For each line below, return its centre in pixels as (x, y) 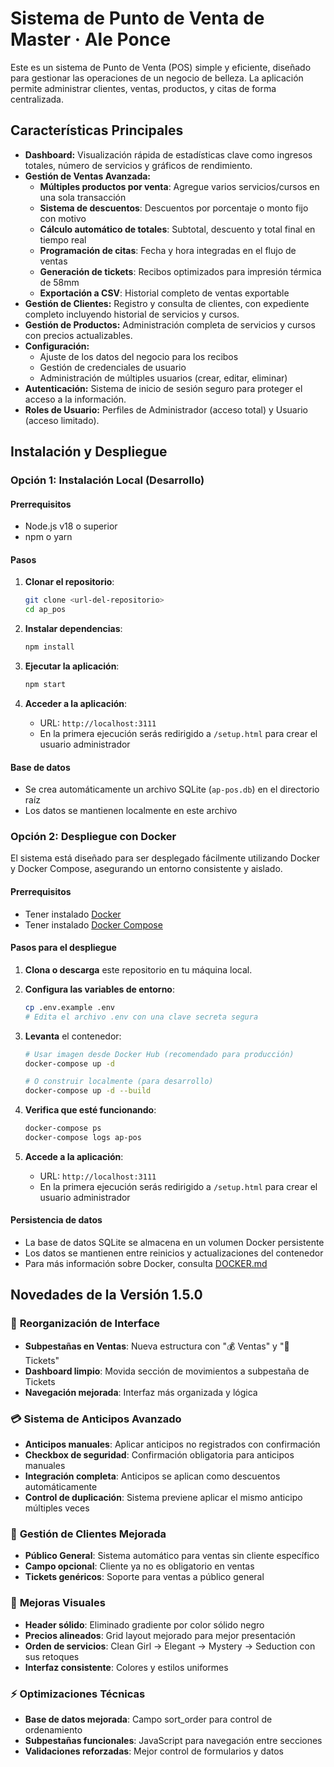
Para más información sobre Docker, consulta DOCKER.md (146, 1264)
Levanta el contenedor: (73, 1036)
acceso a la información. (75, 399)
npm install (49, 647)
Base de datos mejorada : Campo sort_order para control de (148, 1719)
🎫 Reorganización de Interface (85, 1324)
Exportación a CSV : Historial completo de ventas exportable (164, 293)
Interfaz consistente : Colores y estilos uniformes (126, 1667)
